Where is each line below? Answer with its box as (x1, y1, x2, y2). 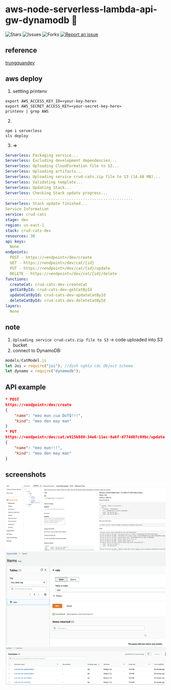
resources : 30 (5, 233, 36, 238)
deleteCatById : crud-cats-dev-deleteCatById (10, 298, 106, 303)
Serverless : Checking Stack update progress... (5, 190, 108, 195)
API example (5, 383, 46, 391)
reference (5, 46, 37, 55)
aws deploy (5, 75, 43, 83)
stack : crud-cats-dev (5, 228, 51, 233)
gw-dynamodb (5, 14, 70, 26)
